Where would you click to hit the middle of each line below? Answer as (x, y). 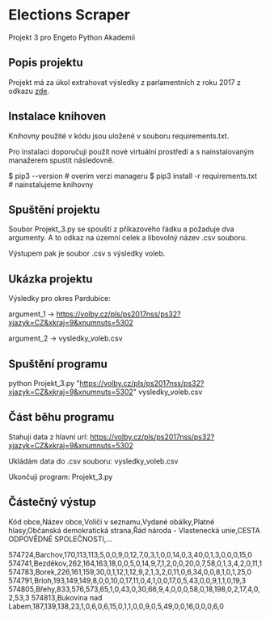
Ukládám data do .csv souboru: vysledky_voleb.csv (93, 461)
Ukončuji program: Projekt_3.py (61, 477)
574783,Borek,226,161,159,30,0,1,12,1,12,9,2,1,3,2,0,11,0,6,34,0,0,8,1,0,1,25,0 (130, 571)
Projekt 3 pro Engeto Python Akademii (72, 37)
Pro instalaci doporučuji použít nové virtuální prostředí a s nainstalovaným (131, 151)
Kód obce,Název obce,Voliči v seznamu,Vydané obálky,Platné (112, 521)
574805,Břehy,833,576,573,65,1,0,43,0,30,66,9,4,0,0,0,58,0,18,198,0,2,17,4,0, (134, 589)
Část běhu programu (61, 417)
